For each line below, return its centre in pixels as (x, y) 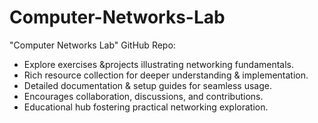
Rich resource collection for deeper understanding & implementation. (166, 75)
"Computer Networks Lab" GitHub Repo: (92, 45)
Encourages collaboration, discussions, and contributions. (143, 96)
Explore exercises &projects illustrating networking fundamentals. (159, 64)
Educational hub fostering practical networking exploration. (146, 107)
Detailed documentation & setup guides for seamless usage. (148, 85)
